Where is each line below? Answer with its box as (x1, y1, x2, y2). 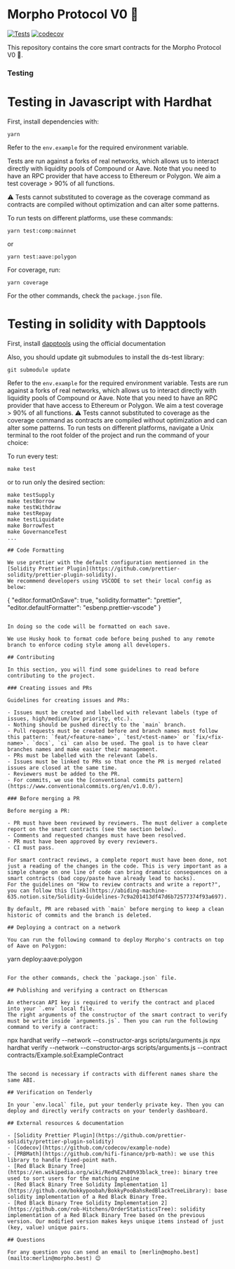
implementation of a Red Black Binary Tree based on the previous (7, 1211, 206, 1218)
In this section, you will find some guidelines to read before (7, 666, 199, 673)
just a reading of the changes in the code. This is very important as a (7, 863, 228, 870)
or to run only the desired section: (7, 477, 105, 486)
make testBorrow (7, 498, 55, 505)
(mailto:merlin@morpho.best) (7, 1254, 93, 1262)
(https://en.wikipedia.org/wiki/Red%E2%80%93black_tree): (7, 1169, 180, 1176)
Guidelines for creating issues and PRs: (7, 696, 130, 704)
